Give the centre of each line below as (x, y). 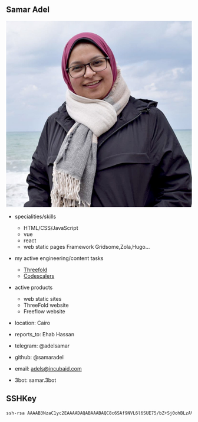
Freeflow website (44, 311)
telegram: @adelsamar (42, 346)
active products (34, 287)
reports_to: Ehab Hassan (44, 334)
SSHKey (22, 399)
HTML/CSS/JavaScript (51, 228)
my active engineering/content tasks (59, 258)
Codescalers (39, 276)
